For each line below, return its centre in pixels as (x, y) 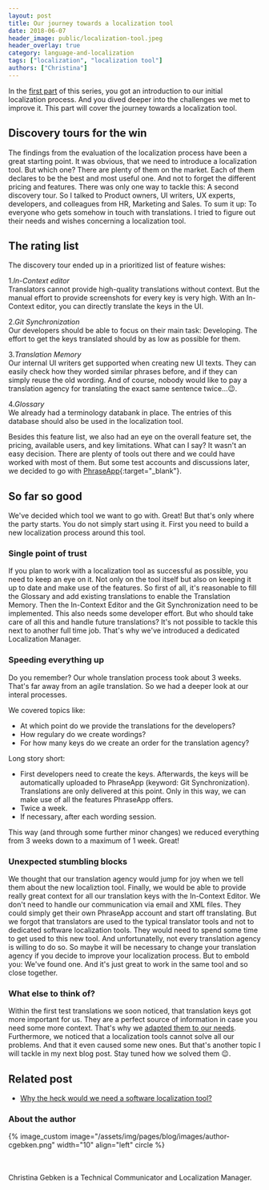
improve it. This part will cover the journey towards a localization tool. (123, 108)
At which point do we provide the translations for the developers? (128, 725)
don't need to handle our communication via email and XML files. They (125, 905)
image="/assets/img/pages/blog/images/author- (150, 1136)
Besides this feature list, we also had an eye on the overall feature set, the (130, 437)
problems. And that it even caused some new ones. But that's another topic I (134, 1045)
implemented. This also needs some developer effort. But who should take (131, 613)
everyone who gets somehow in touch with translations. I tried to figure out (132, 212)
